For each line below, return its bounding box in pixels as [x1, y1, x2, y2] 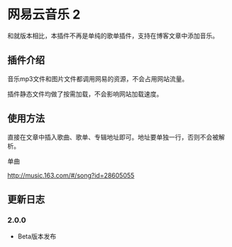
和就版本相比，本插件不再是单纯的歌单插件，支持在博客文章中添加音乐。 [7, 31, 219, 40]
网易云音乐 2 [7, 6, 81, 23]
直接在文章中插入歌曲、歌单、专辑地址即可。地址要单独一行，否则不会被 [7, 132, 219, 141]
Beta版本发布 [17, 232, 57, 241]
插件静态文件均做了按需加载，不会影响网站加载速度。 [7, 90, 163, 98]
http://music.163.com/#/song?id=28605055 [7, 171, 135, 179]
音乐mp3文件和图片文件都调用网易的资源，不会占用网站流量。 [7, 74, 189, 83]
